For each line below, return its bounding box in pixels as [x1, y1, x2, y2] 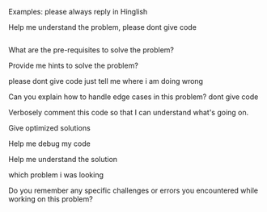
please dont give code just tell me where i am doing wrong [8, 77, 204, 85]
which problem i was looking [8, 170, 104, 180]
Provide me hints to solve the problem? [8, 60, 139, 70]
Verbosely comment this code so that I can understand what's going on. [8, 108, 249, 117]
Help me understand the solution [8, 155, 118, 164]
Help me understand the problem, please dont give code [8, 23, 197, 31]
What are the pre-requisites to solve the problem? [8, 45, 174, 55]
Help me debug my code [8, 139, 91, 148]
